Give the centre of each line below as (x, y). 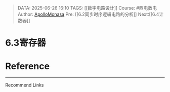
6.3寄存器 (26, 43)
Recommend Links (25, 85)
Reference (27, 66)
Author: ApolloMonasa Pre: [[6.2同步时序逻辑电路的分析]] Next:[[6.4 (88, 14)
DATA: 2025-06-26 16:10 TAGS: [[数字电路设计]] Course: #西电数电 (87, 8)
